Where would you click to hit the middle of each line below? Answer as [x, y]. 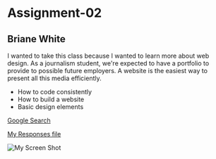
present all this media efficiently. [54, 78]
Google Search [29, 120]
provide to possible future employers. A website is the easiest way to [108, 71]
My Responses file [34, 134]
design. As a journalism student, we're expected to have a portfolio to [108, 63]
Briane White [36, 39]
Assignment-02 [55, 13]
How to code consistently [55, 92]
